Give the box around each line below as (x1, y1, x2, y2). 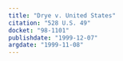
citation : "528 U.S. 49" (8, 19, 91, 27)
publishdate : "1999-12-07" (8, 33, 98, 42)
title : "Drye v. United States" (8, 11, 116, 20)
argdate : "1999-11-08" (8, 41, 84, 49)
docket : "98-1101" (8, 26, 69, 34)
